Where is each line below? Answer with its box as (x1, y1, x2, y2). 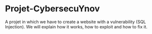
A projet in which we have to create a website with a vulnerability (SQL (5, 19, 146, 25)
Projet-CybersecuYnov (5, 3, 100, 14)
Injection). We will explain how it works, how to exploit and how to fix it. (5, 24, 148, 29)
